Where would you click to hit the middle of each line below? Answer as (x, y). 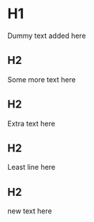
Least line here (32, 167)
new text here (30, 211)
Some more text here (41, 79)
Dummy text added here (47, 36)
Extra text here (32, 123)
